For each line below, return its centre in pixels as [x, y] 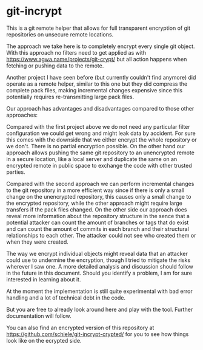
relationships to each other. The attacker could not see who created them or [101, 235]
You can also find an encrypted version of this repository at [80, 328]
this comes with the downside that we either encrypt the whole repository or [101, 139]
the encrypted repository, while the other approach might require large [95, 203]
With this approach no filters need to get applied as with [76, 52]
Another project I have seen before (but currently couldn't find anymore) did [101, 77]
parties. [16, 172]
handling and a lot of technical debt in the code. [66, 297]
